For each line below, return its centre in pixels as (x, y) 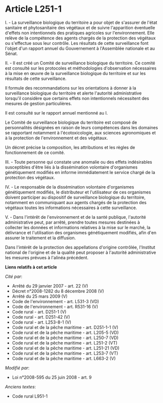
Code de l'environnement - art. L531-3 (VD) (56, 301)
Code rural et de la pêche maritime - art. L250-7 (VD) (65, 338)
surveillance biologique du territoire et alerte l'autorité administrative (73, 93)
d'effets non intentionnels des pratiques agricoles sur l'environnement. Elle (80, 33)
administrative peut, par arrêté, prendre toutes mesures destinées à (73, 222)
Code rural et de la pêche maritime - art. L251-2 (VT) (65, 343)
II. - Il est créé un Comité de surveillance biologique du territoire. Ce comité (80, 63)
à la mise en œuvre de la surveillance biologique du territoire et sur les (75, 73)
